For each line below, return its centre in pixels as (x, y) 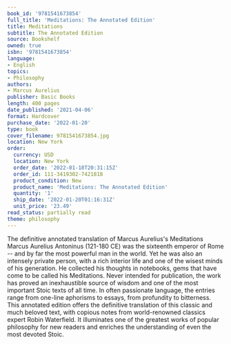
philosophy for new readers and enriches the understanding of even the (109, 327)
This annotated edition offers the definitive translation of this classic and (110, 305)
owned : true (24, 46)
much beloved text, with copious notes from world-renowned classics (106, 312)
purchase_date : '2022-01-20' (49, 123)
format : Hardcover (33, 116)
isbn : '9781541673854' (40, 52)
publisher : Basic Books (41, 97)
